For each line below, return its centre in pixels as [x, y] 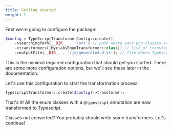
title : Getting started [31, 10]
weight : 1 [16, 15]
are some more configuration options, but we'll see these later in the [77, 68]
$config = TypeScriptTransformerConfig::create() [59, 39]
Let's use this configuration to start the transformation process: [72, 83]
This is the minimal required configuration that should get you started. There [86, 62]
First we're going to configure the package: [51, 29]
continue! [15, 123]
